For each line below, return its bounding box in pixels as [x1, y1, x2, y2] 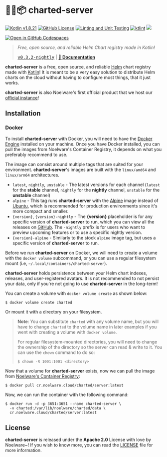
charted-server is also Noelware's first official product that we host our [5, 89, 153, 95]
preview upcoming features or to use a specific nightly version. [12, 229, 142, 235]
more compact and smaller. [12, 208, 69, 214]
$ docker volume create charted [5, 300, 72, 305]
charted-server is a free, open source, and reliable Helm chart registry [5, 63, 151, 69]
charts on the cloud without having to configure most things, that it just [5, 74, 151, 80]
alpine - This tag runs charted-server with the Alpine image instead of [12, 197, 159, 203]
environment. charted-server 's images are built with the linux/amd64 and [5, 166, 156, 172]
